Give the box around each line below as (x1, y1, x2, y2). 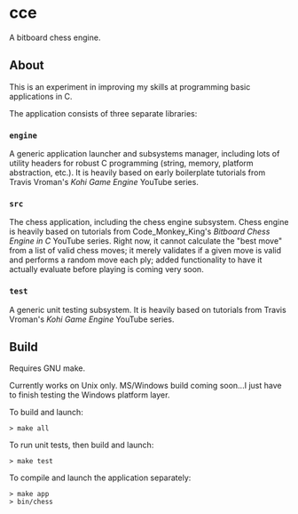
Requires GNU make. (9, 363, 86, 373)
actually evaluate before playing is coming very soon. (9, 264, 204, 275)
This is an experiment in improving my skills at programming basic (9, 81, 251, 92)
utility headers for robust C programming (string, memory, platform (9, 158, 255, 169)
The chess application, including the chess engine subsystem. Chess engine (9, 217, 289, 228)
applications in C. (9, 91, 73, 101)
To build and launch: (9, 407, 84, 418)
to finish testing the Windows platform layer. (9, 390, 170, 400)
